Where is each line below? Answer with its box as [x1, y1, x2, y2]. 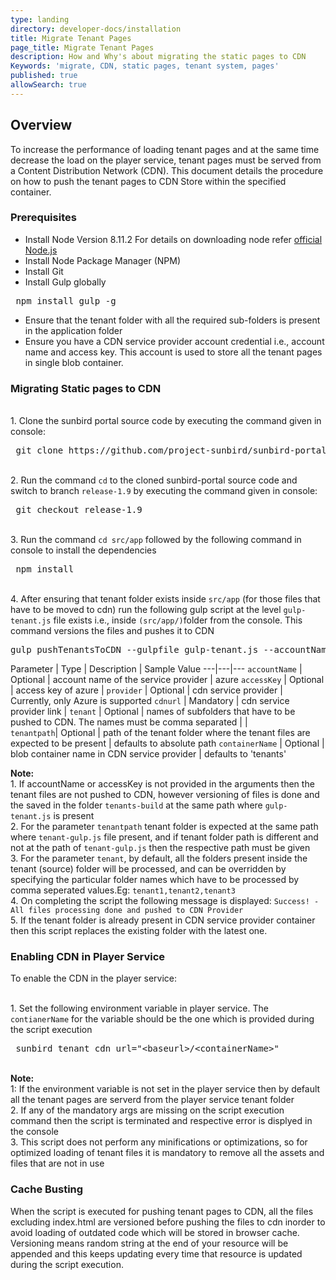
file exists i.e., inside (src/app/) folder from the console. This [53, 614, 303, 626]
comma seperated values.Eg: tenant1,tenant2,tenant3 [10, 884, 236, 896]
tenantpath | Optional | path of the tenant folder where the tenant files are [10, 727, 311, 739]
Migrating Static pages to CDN [10, 381, 162, 395]
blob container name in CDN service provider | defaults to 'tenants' [10, 748, 287, 760]
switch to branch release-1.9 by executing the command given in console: [10, 485, 318, 497]
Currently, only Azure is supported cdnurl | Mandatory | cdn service [10, 695, 290, 707]
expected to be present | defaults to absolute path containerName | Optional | [10, 737, 325, 750]
